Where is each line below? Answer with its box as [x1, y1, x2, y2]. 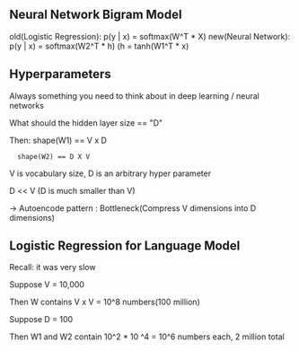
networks [9, 100, 45, 110]
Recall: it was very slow [9, 262, 96, 273]
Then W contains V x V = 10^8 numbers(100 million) [9, 296, 200, 308]
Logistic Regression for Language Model [9, 238, 241, 254]
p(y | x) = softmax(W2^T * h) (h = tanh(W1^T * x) [9, 40, 189, 51]
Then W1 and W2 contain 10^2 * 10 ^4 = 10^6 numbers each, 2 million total [9, 331, 285, 342]
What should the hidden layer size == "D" [9, 117, 163, 128]
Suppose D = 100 [9, 314, 74, 325]
